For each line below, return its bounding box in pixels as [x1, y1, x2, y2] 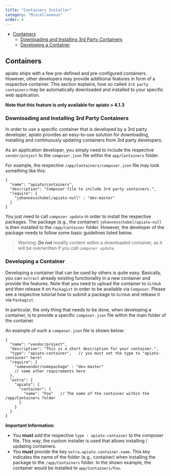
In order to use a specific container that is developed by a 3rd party [5, 126, 147, 132]
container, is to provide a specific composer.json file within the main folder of [5, 312, 166, 318]
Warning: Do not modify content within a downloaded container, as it [17, 240, 162, 246]
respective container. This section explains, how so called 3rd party [5, 81, 149, 87]
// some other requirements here [14, 369, 86, 374]
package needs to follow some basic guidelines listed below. [5, 230, 133, 236]
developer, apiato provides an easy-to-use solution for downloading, [5, 131, 150, 138]
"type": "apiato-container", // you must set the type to [10, 351, 140, 356]
